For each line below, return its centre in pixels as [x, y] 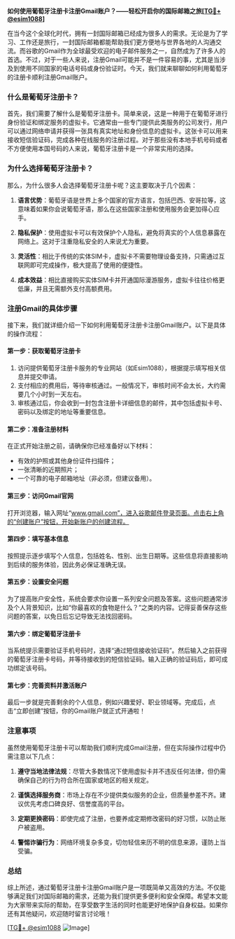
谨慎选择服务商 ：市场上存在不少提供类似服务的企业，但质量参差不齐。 [119, 795]
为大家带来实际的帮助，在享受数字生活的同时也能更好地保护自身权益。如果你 [117, 905]
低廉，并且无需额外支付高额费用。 [66, 288]
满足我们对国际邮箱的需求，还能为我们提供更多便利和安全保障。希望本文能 [120, 896]
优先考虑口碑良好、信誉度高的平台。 [76, 803]
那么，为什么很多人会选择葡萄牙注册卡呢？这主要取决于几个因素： [102, 185]
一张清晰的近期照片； [48, 469]
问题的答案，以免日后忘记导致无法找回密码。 [72, 616]
